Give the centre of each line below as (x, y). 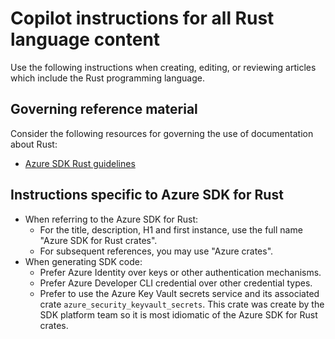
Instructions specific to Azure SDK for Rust (147, 195)
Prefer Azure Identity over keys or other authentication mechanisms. (180, 272)
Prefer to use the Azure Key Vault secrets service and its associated (179, 293)
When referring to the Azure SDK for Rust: (111, 219)
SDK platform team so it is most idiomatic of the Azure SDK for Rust (178, 314)
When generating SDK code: (83, 261)
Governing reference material (104, 109)
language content (85, 39)
